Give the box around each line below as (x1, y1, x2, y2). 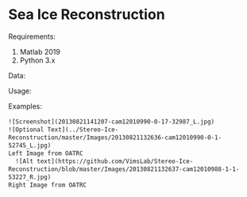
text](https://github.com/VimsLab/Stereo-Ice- (37, 157, 194, 165)
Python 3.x (19, 55, 56, 65)
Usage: (8, 85, 32, 96)
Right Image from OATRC (8, 180, 87, 189)
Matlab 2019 (19, 47, 61, 56)
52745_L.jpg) (8, 141, 52, 150)
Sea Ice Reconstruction (8, 6, 165, 24)
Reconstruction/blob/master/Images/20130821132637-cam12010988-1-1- (8, 165, 240, 173)
